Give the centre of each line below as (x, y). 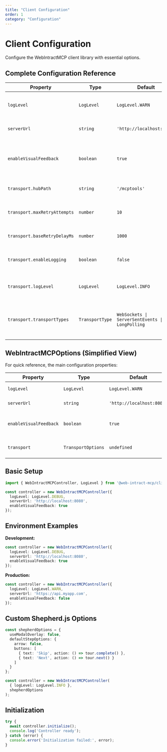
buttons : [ (25, 648)
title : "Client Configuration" (38, 10)
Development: (20, 538)
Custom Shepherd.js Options (51, 619)
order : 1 (14, 14)
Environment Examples (42, 526)
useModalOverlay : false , (35, 635)
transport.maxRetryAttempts (41, 212)
